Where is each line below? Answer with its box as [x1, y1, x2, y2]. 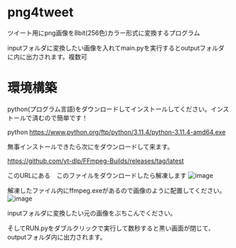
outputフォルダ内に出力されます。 [7, 232, 107, 241]
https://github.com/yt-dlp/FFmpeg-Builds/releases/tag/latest [7, 157, 184, 165]
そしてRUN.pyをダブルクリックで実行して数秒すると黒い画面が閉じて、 [7, 224, 215, 232]
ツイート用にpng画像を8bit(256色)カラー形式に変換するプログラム [7, 28, 200, 37]
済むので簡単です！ [31, 113, 88, 122]
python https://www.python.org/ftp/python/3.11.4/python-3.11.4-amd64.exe [7, 128, 226, 136]
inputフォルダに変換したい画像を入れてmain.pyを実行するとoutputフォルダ [7, 43, 225, 52]
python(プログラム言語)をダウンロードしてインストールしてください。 [7, 104, 211, 113]
